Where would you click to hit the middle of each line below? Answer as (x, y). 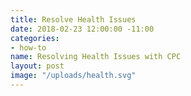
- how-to (28, 47)
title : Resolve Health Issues (73, 19)
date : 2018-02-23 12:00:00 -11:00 (82, 29)
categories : (35, 38)
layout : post (37, 66)
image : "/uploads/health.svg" (73, 76)
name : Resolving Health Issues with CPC (96, 57)
